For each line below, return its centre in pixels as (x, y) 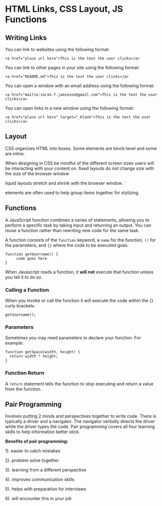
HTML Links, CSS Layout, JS (64, 9)
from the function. (23, 389)
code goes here (32, 258)
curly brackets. (20, 305)
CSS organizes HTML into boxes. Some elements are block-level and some (81, 148)
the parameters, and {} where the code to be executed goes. (67, 245)
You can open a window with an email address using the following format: (80, 86)
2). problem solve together (32, 460)
